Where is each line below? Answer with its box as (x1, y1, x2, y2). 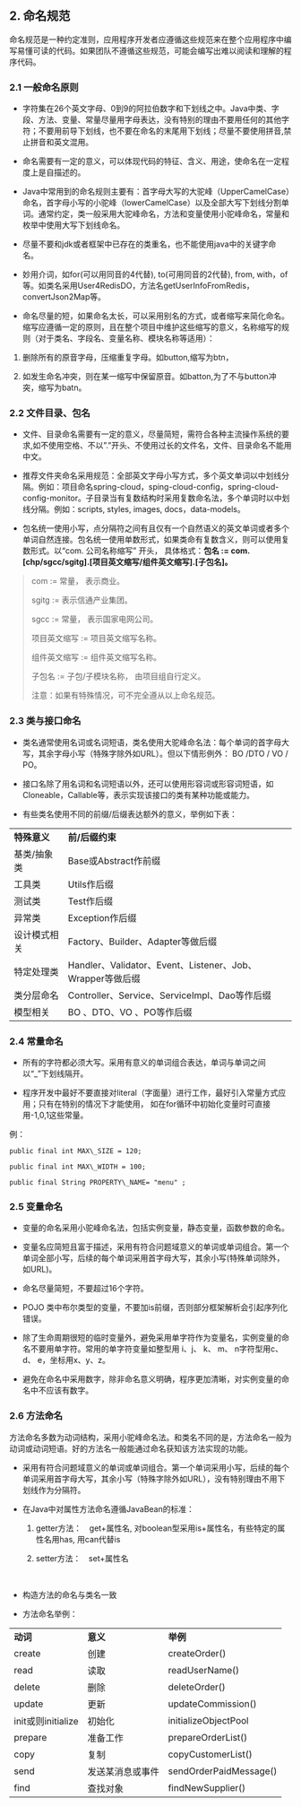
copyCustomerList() (168, 1748, 253, 1760)
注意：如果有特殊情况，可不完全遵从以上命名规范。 (30, 690, 220, 701)
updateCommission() (168, 1698, 257, 1710)
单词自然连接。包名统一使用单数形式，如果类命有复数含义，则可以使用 (21, 534, 282, 545)
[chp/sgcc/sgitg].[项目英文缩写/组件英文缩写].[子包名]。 (21, 557, 233, 568)
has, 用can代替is (59, 1533, 121, 1544)
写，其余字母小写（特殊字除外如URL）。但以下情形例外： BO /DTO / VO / (21, 748, 288, 759)
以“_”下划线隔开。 (21, 1068, 89, 1079)
